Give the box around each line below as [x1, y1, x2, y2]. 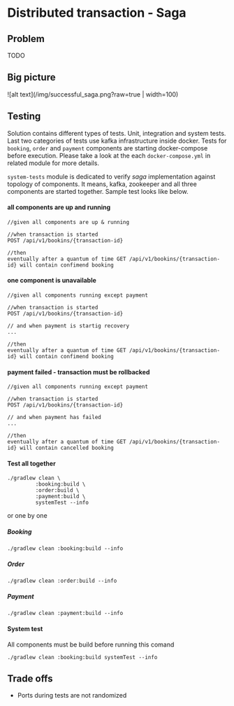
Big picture [7, 71, 56, 83]
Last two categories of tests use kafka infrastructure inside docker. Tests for [7, 136, 227, 145]
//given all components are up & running [7, 218, 130, 225]
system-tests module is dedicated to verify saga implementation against [7, 172, 216, 181]
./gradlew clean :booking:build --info [7, 545, 124, 552]
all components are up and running [7, 203, 111, 211]
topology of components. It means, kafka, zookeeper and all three [7, 180, 197, 188]
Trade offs [7, 672, 54, 684]
